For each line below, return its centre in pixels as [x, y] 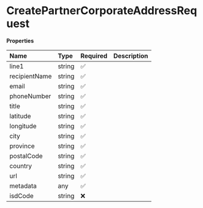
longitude [23, 126]
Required [94, 56]
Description [131, 56]
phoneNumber [30, 96]
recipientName [31, 76]
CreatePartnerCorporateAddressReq [102, 11]
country [21, 166]
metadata [23, 186]
